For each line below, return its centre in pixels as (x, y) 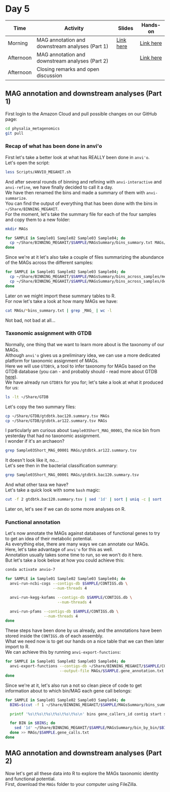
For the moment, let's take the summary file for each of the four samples (81, 214)
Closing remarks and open (68, 69)
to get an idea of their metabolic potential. (49, 539)
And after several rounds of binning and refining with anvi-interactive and (83, 181)
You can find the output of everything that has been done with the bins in (81, 203)
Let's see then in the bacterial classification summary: (61, 466)
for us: (12, 387)
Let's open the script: (27, 163)
